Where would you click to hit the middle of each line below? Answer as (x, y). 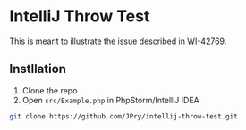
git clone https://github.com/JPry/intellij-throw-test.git (124, 116)
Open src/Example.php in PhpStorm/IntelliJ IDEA (110, 100)
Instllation (38, 69)
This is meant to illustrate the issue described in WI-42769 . (118, 41)
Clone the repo (50, 90)
